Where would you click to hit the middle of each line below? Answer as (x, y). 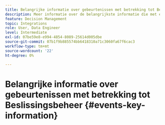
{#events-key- (115, 105)
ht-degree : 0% (20, 55)
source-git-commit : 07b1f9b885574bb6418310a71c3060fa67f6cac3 (70, 42)
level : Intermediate (26, 32)
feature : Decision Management (36, 19)
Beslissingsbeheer (44, 105)
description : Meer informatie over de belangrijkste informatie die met (81, 14)
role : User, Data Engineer (33, 28)
